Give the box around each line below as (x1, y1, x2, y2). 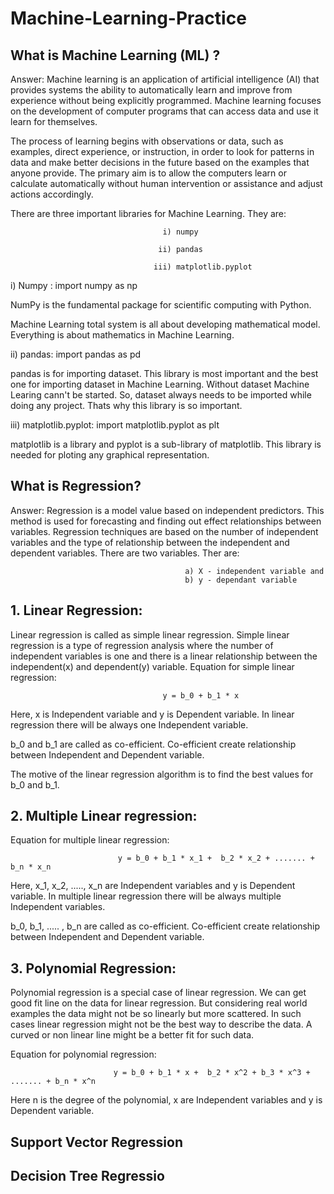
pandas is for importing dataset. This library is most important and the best (10, 368, 319, 379)
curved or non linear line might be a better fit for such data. (10, 1029, 255, 1041)
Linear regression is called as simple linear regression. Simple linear (10, 628, 290, 641)
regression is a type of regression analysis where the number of (10, 639, 274, 651)
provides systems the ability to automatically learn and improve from (10, 84, 293, 96)
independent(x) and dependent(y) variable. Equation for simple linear (10, 660, 295, 672)
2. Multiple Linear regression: (10, 808, 198, 825)
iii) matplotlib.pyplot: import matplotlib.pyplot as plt (10, 419, 220, 431)
